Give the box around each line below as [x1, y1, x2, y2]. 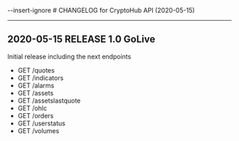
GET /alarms [17, 81, 55, 90]
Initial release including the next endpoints [7, 52, 132, 61]
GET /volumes [17, 126, 60, 135]
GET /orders [17, 111, 54, 120]
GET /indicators [17, 73, 64, 82]
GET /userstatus [17, 119, 65, 127]
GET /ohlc [17, 103, 48, 113]
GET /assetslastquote [17, 96, 81, 105]
